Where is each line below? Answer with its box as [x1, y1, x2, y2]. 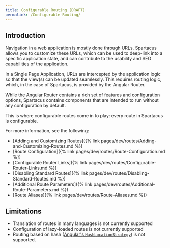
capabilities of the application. [5, 61, 69, 67]
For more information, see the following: [5, 128, 89, 134]
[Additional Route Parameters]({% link [12, 181, 93, 187]
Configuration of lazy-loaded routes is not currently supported [12, 226, 144, 232]
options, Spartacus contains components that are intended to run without [5, 97, 159, 103]
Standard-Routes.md [12, 176, 57, 182]
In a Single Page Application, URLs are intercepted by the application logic [5, 71, 161, 77]
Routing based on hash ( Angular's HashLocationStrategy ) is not [12, 231, 146, 238]
